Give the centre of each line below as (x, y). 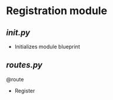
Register (25, 91)
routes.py (24, 65)
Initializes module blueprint (47, 46)
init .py (18, 33)
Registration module (57, 11)
